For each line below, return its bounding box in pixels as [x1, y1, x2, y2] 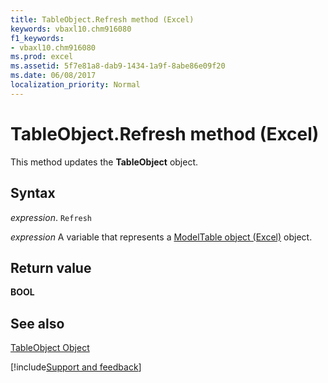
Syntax [10, 185, 56, 202]
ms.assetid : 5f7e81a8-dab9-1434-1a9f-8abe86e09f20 [10, 61, 226, 71]
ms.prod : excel [10, 52, 74, 62]
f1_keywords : [10, 33, 65, 43]
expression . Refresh [10, 211, 93, 223]
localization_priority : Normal [10, 80, 141, 90]
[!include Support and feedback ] [10, 361, 142, 373]
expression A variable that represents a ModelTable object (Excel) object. [10, 231, 313, 243]
